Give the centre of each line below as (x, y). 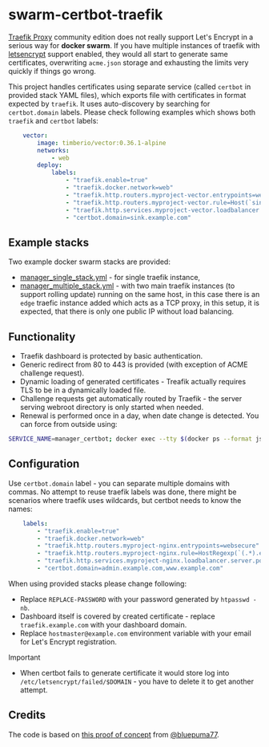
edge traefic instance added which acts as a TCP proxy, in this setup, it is (140, 303)
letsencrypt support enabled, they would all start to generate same (118, 54)
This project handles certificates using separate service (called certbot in (130, 87)
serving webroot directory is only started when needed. (112, 408)
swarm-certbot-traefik (86, 15)
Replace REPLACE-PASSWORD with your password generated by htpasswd (134, 599)
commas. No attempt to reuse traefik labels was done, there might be (122, 492)
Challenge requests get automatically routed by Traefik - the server (131, 399)
